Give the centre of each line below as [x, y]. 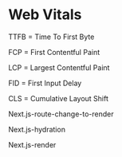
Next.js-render [32, 144]
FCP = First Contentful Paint [54, 52]
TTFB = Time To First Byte [51, 37]
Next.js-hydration [37, 129]
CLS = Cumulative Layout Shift [59, 98]
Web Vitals [45, 15]
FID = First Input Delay [45, 83]
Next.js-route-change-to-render [61, 114]
